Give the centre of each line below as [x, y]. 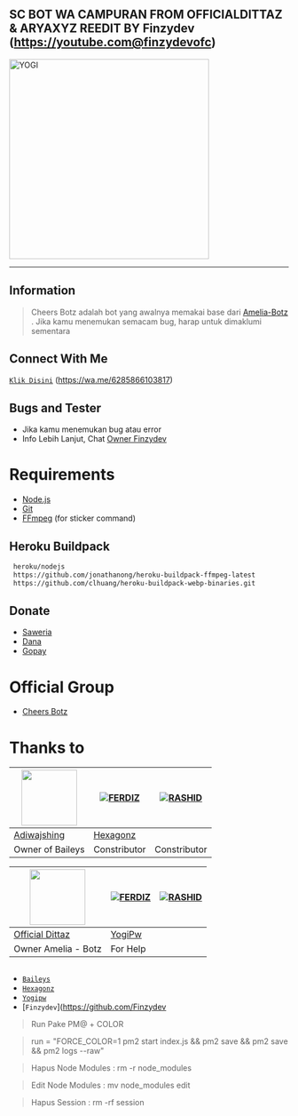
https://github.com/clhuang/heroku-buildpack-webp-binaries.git [134, 583]
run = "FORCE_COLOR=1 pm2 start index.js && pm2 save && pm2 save [159, 1041]
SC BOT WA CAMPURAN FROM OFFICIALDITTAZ [146, 15]
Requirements [62, 475]
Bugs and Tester [55, 408]
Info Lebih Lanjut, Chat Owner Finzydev [94, 439]
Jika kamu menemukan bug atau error [92, 429]
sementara [51, 331]
